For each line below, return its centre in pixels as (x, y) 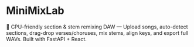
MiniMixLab (35, 11)
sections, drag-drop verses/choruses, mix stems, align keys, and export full (97, 32)
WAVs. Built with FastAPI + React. (46, 39)
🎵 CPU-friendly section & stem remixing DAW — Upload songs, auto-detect (97, 27)
